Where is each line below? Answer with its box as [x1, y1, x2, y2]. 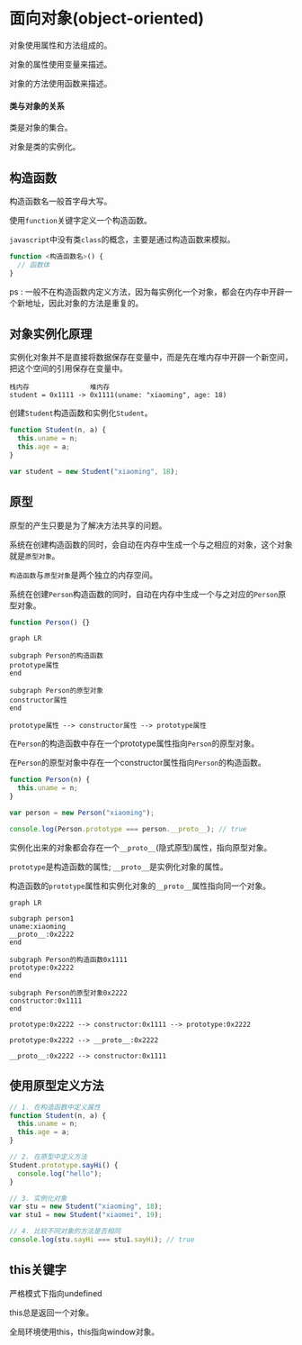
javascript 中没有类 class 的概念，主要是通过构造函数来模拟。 [9, 233, 235, 244]
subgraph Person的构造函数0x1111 [9, 955, 128, 964]
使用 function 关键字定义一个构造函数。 [9, 214, 153, 225]
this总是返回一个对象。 [9, 1307, 94, 1318]
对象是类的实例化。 [9, 141, 81, 152]
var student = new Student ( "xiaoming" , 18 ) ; [9, 467, 179, 476]
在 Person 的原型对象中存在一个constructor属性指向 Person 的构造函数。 [9, 758, 267, 768]
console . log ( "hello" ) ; [17, 1168, 102, 1178]
